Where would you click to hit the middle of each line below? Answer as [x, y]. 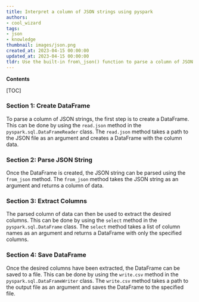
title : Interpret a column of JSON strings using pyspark [80, 12]
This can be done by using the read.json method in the [74, 125]
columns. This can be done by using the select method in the [82, 220]
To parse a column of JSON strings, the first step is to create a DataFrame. [98, 119]
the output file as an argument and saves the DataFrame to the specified [95, 287]
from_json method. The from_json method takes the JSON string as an [92, 179]
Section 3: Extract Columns [47, 201]
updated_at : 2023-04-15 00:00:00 [48, 56]
